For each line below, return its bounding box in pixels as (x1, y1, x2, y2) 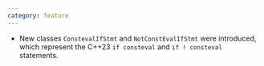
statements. (18, 50, 59, 60)
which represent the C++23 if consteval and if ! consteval (18, 41, 222, 52)
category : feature (7, 11, 69, 20)
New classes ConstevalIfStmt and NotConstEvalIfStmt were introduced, (18, 33, 257, 43)
